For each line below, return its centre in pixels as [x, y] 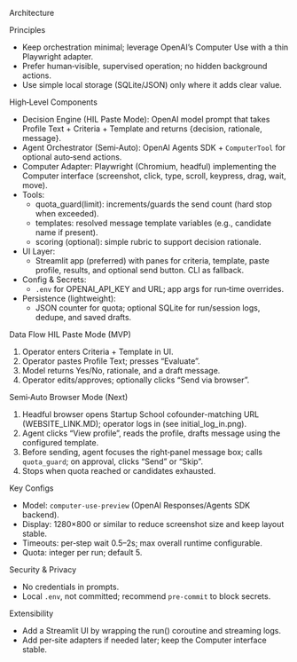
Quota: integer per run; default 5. [82, 552]
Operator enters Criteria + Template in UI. [98, 351]
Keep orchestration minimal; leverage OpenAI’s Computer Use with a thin [155, 47]
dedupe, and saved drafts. [83, 317]
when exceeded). [67, 213]
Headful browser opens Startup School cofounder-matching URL [141, 414]
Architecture [32, 13]
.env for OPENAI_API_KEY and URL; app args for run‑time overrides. [160, 289]
